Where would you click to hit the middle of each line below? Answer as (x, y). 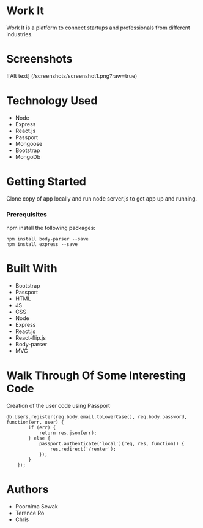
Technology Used (52, 101)
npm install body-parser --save (47, 239)
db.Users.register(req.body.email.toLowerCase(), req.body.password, (97, 417)
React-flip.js (30, 337)
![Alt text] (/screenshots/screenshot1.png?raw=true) (72, 76)
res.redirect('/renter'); (83, 449)
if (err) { (42, 427)
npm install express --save (42, 245)
